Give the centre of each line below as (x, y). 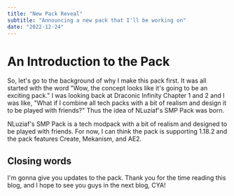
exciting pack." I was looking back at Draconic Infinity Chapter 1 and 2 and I (116, 96)
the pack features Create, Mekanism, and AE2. (75, 139)
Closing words (40, 161)
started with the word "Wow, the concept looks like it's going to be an (108, 88)
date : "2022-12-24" (36, 27)
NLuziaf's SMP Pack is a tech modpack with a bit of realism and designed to (117, 124)
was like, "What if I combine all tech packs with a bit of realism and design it (117, 103)
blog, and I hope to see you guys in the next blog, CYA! (87, 185)
